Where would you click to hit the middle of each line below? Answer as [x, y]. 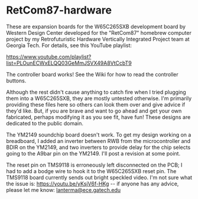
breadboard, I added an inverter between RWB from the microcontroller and [98, 141]
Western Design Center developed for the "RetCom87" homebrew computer [99, 32]
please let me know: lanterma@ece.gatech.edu [64, 190]
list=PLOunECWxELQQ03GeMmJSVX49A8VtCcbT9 [69, 63]
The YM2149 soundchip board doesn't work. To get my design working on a [99, 135]
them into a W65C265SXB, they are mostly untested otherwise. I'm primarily [99, 98]
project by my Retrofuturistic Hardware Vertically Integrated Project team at [98, 39]
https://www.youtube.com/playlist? [49, 57]
